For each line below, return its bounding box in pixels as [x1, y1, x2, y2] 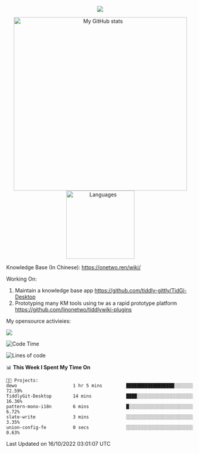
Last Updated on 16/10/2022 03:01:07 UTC [6, 440, 111, 447]
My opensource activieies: [6, 318, 71, 325]
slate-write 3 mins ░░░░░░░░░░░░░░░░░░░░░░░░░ [6, 414, 194, 420]
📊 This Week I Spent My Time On [6, 364, 91, 371]
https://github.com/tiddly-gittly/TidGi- [94, 287, 187, 294]
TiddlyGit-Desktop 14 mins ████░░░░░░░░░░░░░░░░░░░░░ [6, 393, 194, 399]
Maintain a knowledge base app [14, 287, 94, 294]
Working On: [6, 275, 37, 282]
